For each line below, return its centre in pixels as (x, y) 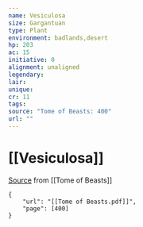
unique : (21, 89)
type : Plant (28, 30)
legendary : (26, 75)
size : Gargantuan (37, 23)
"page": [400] (46, 208)
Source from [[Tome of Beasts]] (60, 180)
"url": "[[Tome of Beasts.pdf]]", (79, 202)
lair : (17, 82)
